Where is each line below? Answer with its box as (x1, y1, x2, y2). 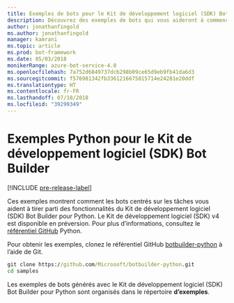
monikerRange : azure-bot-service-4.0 (7, 62, 117, 69)
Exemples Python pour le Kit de (7, 131, 192, 147)
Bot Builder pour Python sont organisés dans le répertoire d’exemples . (7, 287, 210, 296)
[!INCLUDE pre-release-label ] (7, 183, 92, 192)
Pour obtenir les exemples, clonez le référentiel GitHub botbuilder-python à (7, 240, 223, 248)
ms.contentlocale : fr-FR (7, 88, 79, 95)
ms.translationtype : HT (7, 81, 77, 88)
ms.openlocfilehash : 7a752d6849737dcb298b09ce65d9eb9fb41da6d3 (7, 68, 195, 75)
